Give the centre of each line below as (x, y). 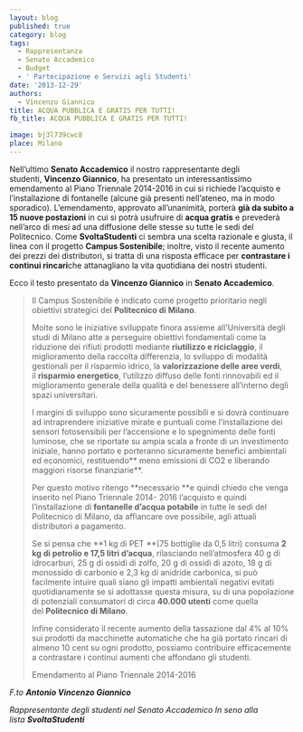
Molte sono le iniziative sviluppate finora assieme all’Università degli (159, 328)
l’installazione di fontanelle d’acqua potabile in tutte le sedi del (149, 507)
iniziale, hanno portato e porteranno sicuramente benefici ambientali (159, 451)
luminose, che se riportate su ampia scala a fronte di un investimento (160, 441)
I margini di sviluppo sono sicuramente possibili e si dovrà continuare (160, 412)
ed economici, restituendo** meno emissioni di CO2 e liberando (150, 460)
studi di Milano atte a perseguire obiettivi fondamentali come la (149, 337)
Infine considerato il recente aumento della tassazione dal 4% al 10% (160, 628)
